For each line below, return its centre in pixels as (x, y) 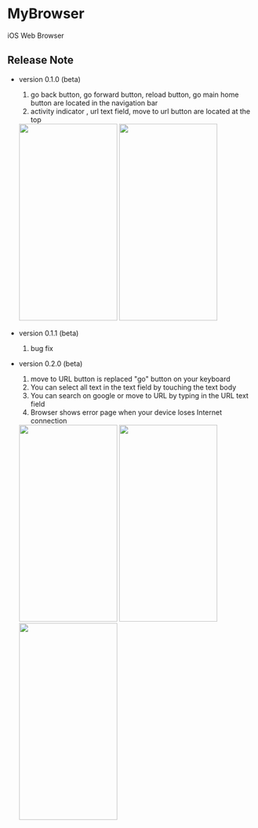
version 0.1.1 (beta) (49, 333)
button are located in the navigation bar (94, 102)
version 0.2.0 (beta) (51, 364)
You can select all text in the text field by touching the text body (133, 387)
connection (49, 420)
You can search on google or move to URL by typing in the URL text (139, 395)
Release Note (40, 60)
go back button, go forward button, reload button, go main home (134, 94)
